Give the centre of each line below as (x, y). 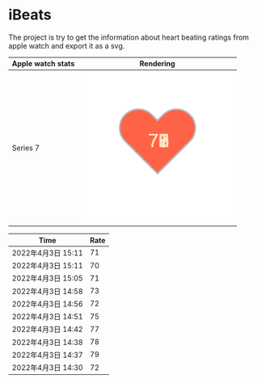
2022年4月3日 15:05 (47, 278)
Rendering (157, 64)
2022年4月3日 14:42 (47, 330)
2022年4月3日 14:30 (47, 368)
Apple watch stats (43, 64)
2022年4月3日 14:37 (47, 355)
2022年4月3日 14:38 (47, 342)
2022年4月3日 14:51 (47, 317)
